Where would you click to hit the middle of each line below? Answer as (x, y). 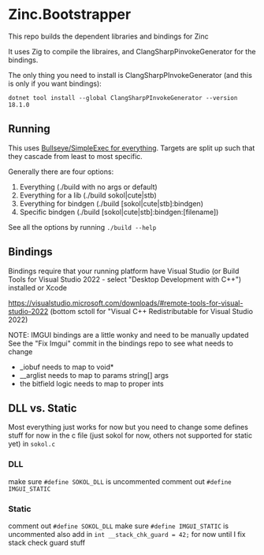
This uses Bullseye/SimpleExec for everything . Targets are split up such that (132, 148)
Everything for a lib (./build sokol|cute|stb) (88, 195)
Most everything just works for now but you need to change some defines (128, 427)
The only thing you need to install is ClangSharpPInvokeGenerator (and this (130, 75)
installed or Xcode (37, 287)
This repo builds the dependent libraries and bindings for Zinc (108, 36)
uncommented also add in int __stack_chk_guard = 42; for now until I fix (127, 534)
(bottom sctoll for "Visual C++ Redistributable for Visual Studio (152, 311)
